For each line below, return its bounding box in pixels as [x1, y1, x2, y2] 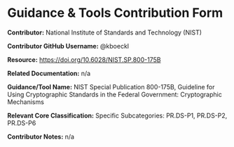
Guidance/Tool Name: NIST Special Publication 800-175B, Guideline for [7, 82, 215, 91]
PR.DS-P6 [7, 118, 36, 127]
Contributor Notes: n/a [7, 132, 75, 141]
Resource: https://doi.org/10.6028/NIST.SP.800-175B [7, 55, 161, 64]
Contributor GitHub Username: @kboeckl [7, 41, 130, 50]
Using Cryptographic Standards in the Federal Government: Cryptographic [7, 90, 222, 98]
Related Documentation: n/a [7, 69, 91, 77]
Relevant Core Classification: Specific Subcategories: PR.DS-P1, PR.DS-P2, [7, 111, 228, 120]
